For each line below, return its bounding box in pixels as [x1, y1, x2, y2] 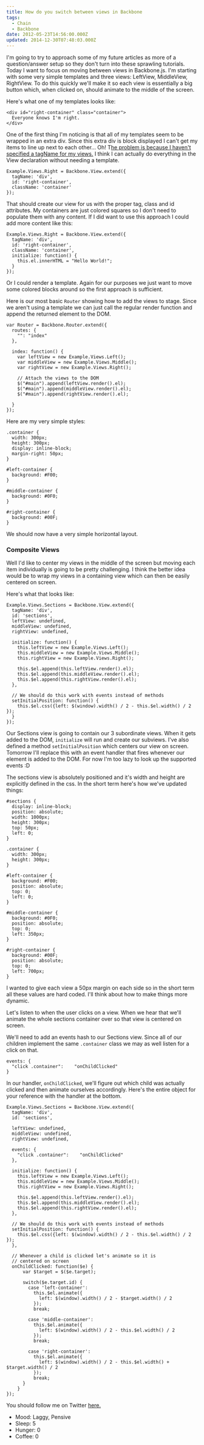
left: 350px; [12, 931, 45, 937]
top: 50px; [12, 825, 39, 831]
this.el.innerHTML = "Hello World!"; [17, 258, 113, 264]
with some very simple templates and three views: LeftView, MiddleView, [6, 73, 188, 80]
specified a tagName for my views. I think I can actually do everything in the [6, 150, 196, 157]
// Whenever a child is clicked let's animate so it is [12, 1253, 156, 1259]
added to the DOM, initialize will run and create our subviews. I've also [6, 736, 189, 744]
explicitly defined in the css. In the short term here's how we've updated [6, 780, 187, 787]
